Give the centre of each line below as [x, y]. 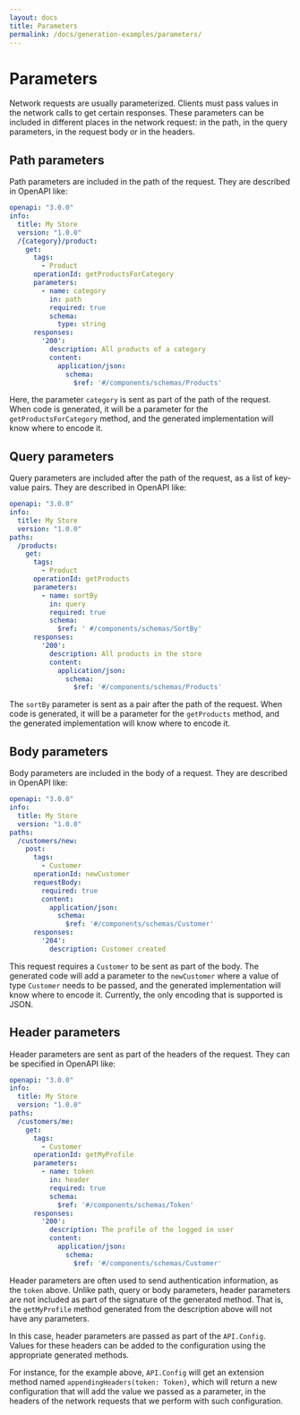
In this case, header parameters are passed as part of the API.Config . [137, 1335]
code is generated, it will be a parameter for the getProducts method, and [145, 714]
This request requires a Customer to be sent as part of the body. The [134, 966]
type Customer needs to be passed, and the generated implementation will [145, 985]
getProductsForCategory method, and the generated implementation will [141, 418]
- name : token [68, 1172]
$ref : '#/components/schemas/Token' [125, 1205]
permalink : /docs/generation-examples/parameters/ [106, 34]
